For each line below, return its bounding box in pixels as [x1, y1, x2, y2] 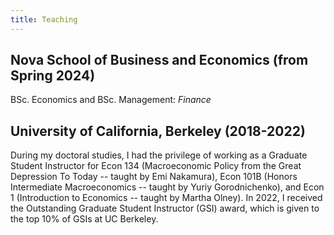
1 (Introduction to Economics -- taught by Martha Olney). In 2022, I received [10, 192, 323, 204]
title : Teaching [10, 14, 78, 25]
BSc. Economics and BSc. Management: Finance [10, 94, 212, 106]
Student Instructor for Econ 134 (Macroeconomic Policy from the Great [10, 160, 302, 172]
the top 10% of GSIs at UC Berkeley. [10, 213, 159, 225]
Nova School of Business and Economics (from [10, 52, 309, 69]
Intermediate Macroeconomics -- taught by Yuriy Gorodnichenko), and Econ [10, 181, 325, 193]
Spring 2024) [10, 67, 96, 85]
